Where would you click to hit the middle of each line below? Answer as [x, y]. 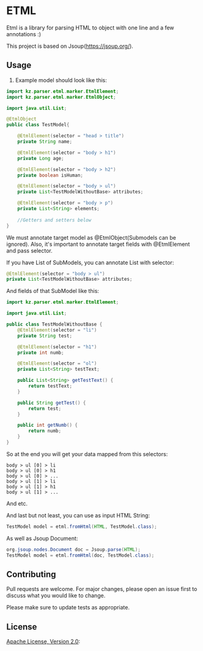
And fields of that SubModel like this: [53, 291]
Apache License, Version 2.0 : [43, 642]
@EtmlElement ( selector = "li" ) [57, 330]
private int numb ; [41, 352]
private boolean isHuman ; [50, 175]
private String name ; [45, 142]
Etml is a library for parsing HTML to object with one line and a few [90, 28]
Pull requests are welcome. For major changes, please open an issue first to [102, 589]
